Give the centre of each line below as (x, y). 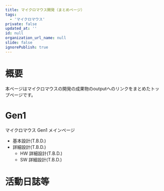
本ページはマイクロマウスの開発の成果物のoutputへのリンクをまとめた (78, 88)
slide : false (19, 43)
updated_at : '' (21, 29)
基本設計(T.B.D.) (29, 141)
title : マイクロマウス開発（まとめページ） (45, 10)
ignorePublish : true (27, 47)
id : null (14, 33)
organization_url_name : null (36, 38)
